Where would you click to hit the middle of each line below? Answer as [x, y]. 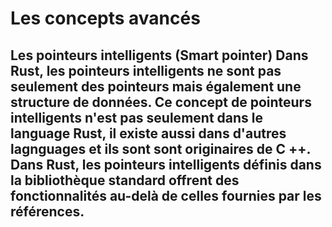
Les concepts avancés [105, 18]
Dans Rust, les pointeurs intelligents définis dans [166, 164]
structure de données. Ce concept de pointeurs [161, 102]
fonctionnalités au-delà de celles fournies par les [166, 195]
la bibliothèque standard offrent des [125, 180]
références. [47, 211]
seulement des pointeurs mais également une [156, 86]
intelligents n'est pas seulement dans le [136, 117]
